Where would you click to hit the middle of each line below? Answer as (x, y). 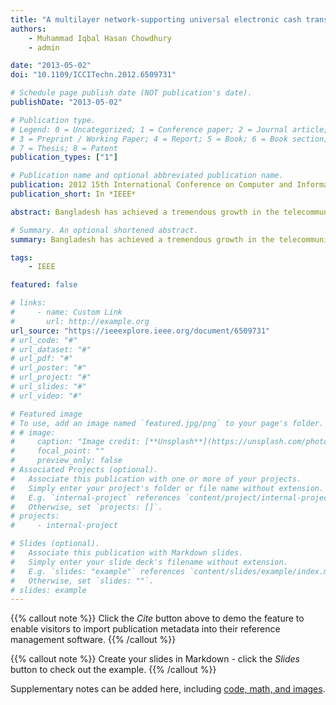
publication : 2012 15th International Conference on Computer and (151, 185)
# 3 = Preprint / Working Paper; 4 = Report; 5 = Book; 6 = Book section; (169, 139)
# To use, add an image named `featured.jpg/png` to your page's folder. (167, 423)
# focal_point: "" (57, 451)
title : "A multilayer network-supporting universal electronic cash (156, 19)
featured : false (44, 285)
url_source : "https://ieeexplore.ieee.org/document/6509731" (140, 331)
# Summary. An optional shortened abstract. (104, 230)
